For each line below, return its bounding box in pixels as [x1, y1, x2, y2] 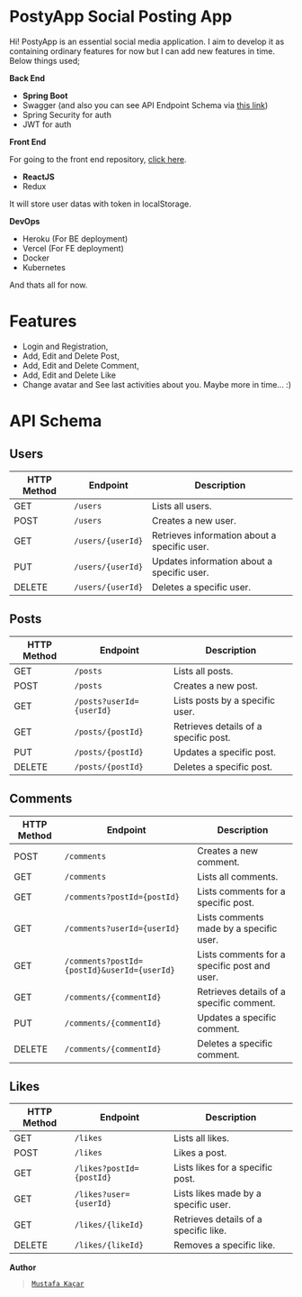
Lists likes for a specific [173, 1161, 273, 1174]
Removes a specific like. [173, 1239, 276, 1252]
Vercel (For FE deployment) [22, 242, 124, 253]
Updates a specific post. [173, 745, 277, 758]
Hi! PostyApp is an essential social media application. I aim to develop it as [9, 36, 285, 47]
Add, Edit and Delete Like [22, 370, 117, 380]
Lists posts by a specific [173, 694, 276, 707]
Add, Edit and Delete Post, [22, 350, 120, 361]
